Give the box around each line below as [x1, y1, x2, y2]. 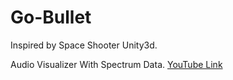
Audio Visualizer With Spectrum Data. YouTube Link [10, 58, 223, 70]
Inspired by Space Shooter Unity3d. [10, 39, 158, 51]
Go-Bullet [10, 6, 92, 29]
